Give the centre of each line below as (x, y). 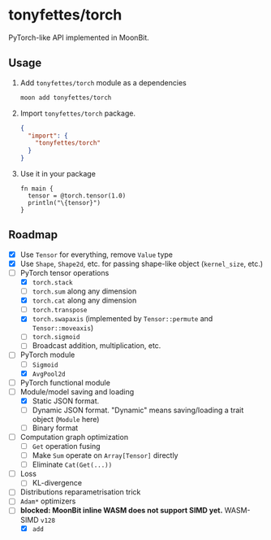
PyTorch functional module (65, 382)
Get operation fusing (66, 446)
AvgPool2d (49, 374)
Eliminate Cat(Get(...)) (72, 464)
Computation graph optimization (74, 437)
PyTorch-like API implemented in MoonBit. (79, 37)
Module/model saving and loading (77, 391)
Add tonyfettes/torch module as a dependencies (103, 82)
